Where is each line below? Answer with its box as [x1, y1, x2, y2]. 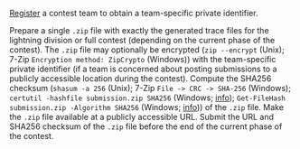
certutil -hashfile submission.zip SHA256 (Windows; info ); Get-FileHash [9, 92, 286, 103]
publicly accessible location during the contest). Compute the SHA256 [9, 73, 272, 84]
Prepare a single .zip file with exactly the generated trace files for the [9, 25, 269, 35]
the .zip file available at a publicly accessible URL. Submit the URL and [9, 112, 274, 122]
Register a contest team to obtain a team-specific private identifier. [9, 8, 259, 18]
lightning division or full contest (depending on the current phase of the [9, 35, 276, 45]
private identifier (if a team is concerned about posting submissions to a [9, 63, 277, 74]
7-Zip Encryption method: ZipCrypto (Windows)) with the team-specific [9, 54, 277, 64]
